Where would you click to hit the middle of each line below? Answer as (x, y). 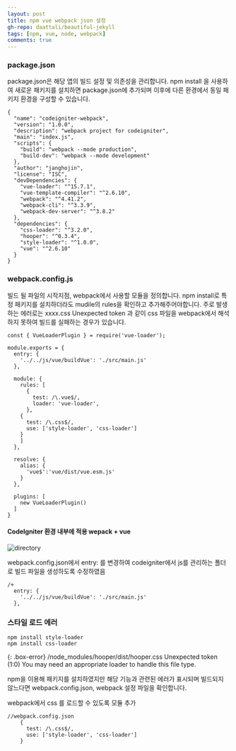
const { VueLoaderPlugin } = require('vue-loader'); (87, 335)
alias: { (33, 465)
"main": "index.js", (44, 137)
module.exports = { (36, 348)
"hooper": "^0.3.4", (50, 237)
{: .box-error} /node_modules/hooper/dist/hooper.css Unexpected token (112, 657)
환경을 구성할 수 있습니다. (55, 99)
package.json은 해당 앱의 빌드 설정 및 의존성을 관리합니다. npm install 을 (108, 81)
